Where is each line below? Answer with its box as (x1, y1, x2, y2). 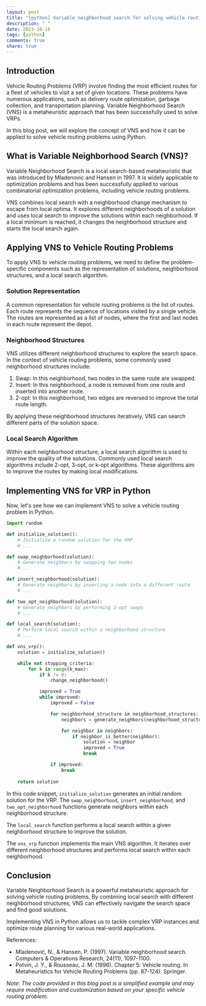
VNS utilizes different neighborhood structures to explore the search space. (6, 349, 197, 357)
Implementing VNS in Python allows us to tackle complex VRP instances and (6, 918, 199, 926)
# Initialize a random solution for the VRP (17, 537, 133, 543)
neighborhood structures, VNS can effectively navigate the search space (6, 899, 191, 907)
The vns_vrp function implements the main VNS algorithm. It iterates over (6, 839, 191, 847)
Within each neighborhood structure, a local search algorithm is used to (6, 448, 188, 455)
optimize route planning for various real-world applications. (6, 924, 156, 932)
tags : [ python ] (6, 32, 45, 38)
